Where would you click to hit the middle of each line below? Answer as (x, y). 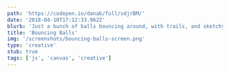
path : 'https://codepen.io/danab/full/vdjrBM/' (76, 13)
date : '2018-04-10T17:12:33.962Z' (56, 20)
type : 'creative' (32, 45)
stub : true (23, 52)
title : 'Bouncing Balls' (42, 33)
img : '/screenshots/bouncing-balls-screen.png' (76, 39)
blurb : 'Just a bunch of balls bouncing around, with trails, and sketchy (116, 26)
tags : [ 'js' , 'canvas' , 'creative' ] (59, 58)
